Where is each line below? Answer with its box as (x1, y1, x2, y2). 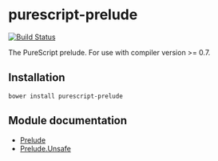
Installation (8, 70, 65, 85)
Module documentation (8, 114, 128, 127)
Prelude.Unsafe (19, 143, 72, 153)
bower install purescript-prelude (8, 92, 124, 100)
